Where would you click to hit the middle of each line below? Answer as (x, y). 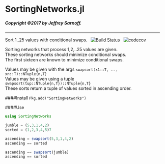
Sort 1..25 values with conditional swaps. (46, 40)
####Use (15, 108)
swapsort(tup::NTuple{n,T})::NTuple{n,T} (48, 84)
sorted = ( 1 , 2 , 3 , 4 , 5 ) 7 (28, 130)
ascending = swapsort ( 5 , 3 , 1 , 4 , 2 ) (39, 138)
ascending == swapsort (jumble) (37, 152)
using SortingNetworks (28, 116)
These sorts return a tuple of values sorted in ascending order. (68, 88)
